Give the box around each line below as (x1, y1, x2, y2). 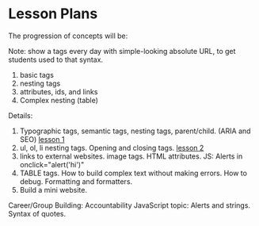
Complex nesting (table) (19, 95, 99, 105)
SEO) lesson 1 (19, 134, 65, 144)
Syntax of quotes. (8, 209, 66, 218)
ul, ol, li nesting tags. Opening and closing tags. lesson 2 (19, 143, 204, 152)
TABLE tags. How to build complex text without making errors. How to (19, 168, 248, 178)
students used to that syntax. (8, 55, 104, 64)
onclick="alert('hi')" (19, 159, 85, 169)
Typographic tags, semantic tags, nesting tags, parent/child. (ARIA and (19, 126, 251, 136)
